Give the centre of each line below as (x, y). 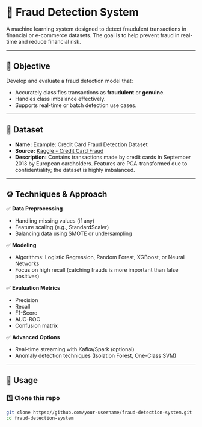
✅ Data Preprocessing (35, 209)
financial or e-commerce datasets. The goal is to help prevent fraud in (93, 35)
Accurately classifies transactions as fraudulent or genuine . (90, 92)
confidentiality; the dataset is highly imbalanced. (75, 170)
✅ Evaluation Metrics (33, 288)
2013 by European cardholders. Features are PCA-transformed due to (101, 163)
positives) (27, 277)
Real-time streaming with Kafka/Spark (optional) (75, 349)
